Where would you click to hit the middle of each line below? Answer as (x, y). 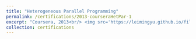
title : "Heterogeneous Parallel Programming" (62, 11)
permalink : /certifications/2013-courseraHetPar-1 (69, 17)
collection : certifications (40, 27)
